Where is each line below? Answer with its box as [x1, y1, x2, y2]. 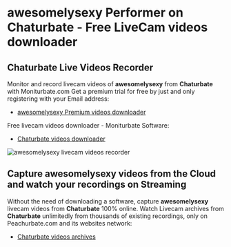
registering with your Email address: [7, 95, 110, 103]
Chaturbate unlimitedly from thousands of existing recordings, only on [7, 212, 208, 220]
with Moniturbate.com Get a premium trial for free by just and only [7, 88, 195, 95]
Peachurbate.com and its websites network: [7, 219, 132, 227]
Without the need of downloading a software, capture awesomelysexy [7, 197, 209, 205]
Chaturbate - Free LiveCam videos [7, 19, 208, 35]
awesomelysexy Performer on [7, 5, 184, 21]
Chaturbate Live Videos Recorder [7, 61, 154, 73]
